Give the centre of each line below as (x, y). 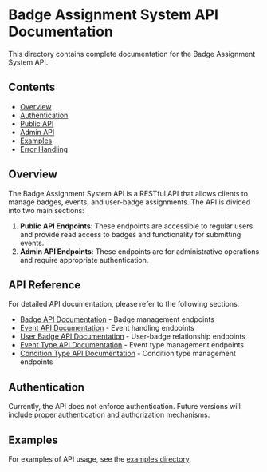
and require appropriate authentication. (84, 260)
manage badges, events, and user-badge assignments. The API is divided (130, 202)
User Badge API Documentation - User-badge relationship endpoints (132, 336)
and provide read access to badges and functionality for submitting (130, 234)
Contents (32, 87)
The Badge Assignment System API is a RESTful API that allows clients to (128, 193)
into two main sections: (47, 210)
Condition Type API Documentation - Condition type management (128, 354)
